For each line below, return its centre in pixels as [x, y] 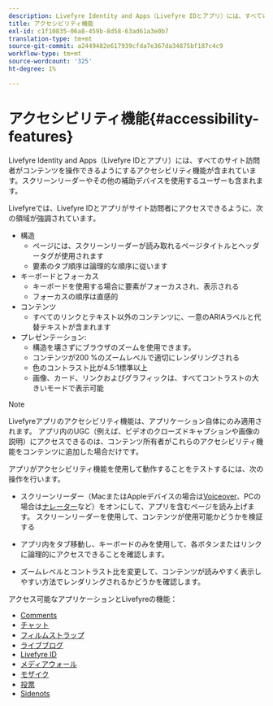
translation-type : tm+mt [50, 39]
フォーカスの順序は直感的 [75, 296]
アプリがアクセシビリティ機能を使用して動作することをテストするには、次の [136, 468]
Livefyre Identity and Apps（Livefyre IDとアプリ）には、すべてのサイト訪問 [134, 160]
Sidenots [35, 693]
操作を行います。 [37, 479]
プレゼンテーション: [53, 337]
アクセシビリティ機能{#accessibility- [134, 118]
